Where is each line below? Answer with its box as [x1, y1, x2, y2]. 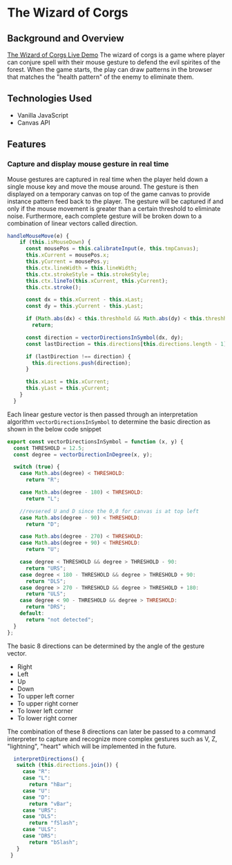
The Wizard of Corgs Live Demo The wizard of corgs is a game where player [7, 50, 225, 59]
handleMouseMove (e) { [7, 232, 70, 239]
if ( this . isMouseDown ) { [19, 239, 91, 246]
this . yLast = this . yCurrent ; [25, 385, 110, 392]
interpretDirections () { [13, 755, 85, 762]
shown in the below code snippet [7, 425, 101, 433]
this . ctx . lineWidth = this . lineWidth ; [25, 264, 137, 271]
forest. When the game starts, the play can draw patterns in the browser [7, 66, 213, 73]
